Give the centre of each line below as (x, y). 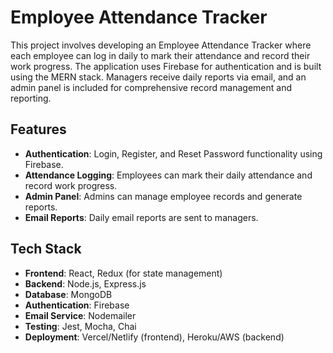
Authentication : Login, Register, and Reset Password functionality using (173, 153)
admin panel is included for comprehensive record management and (151, 87)
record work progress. (71, 185)
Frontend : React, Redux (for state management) (123, 273)
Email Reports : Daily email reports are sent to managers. (141, 217)
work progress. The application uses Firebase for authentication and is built (166, 66)
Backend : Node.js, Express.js (85, 283)
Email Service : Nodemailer (80, 315)
